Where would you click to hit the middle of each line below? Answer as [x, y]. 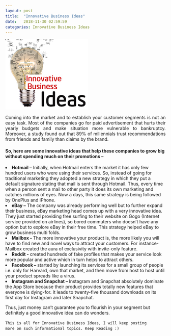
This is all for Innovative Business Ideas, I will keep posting [76, 323]
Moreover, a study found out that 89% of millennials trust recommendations [85, 134]
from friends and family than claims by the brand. [57, 139]
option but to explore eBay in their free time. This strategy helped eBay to [82, 227]
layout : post [19, 11]
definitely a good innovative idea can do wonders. [58, 313]
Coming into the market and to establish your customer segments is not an [85, 118]
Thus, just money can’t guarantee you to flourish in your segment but [78, 307]
